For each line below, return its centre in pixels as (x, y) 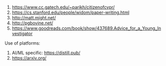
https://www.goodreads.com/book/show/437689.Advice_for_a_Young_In (86, 28)
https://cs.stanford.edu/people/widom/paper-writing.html (71, 12)
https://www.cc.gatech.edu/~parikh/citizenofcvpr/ (63, 7)
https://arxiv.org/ (29, 58)
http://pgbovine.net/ (32, 23)
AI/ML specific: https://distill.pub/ (46, 53)
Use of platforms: (22, 43)
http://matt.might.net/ (34, 18)
